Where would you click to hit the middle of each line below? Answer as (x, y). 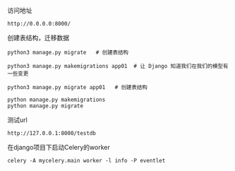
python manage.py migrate (45, 106)
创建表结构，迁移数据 (38, 38)
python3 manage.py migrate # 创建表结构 (68, 52)
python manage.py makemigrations (56, 100)
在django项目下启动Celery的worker (59, 147)
